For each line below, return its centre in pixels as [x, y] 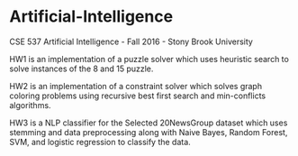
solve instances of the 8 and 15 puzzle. [81, 69]
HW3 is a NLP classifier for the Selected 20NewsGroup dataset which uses [149, 123]
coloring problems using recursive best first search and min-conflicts [138, 96]
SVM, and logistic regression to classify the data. [100, 142]
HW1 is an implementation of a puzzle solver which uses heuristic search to [149, 59]
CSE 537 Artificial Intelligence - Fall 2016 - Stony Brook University [131, 41]
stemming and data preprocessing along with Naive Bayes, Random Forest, [149, 132]
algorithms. [30, 105]
